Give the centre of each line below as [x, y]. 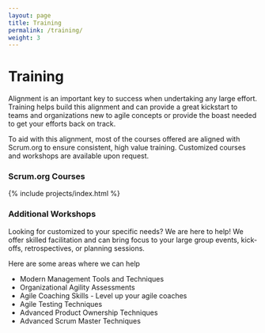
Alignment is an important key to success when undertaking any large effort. [133, 99]
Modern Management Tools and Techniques [92, 278]
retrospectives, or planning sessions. [85, 248]
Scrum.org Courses [47, 176]
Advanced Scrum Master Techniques [80, 320]
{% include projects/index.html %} [64, 194]
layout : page [30, 15]
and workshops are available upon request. [79, 156]
